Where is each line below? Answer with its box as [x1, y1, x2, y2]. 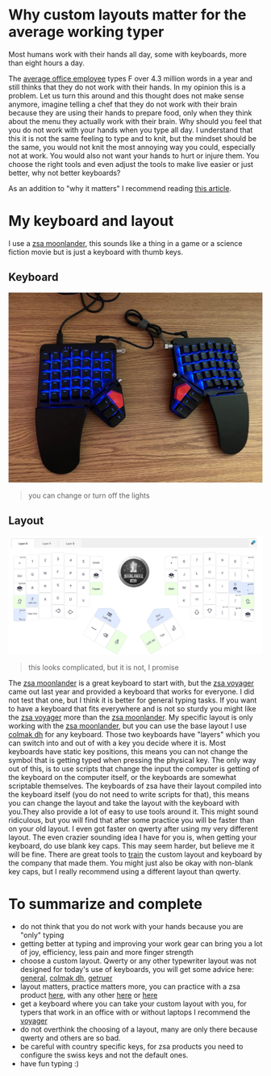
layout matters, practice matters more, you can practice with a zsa [19, 982, 240, 991]
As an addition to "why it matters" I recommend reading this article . [8, 183, 232, 193]
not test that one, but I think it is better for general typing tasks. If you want [8, 695, 257, 705]
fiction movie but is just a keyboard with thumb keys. [8, 247, 184, 256]
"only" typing [19, 930, 65, 940]
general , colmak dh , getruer [19, 974, 113, 983]
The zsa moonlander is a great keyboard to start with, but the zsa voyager [8, 678, 254, 688]
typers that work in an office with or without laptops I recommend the [19, 1007, 251, 1017]
